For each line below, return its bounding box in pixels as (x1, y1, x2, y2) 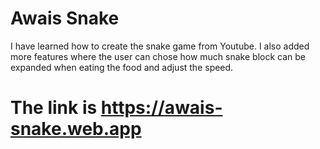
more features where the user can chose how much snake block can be (10, 50, 306, 62)
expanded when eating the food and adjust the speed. (10, 61, 234, 73)
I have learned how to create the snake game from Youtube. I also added (10, 40, 310, 52)
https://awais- (100, 97, 223, 119)
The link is (10, 97, 98, 119)
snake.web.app (10, 118, 142, 141)
